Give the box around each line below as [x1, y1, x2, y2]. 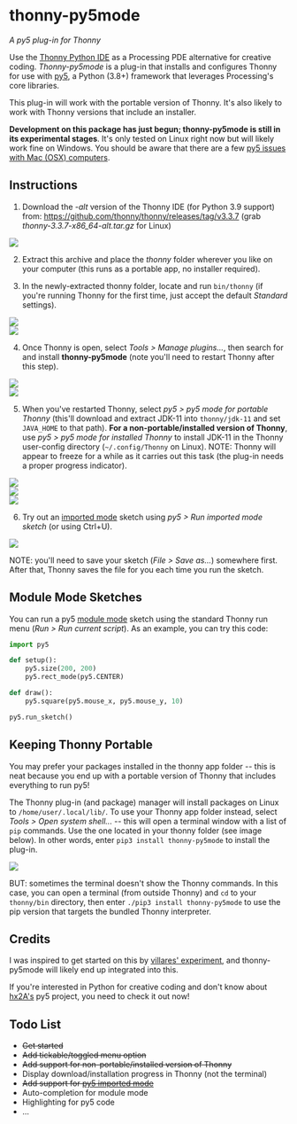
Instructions [9, 178, 78, 193]
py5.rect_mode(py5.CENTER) [25, 673, 125, 682]
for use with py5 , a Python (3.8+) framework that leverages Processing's [9, 70, 274, 81]
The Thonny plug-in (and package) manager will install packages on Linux [9, 797, 279, 808]
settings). [21, 299, 57, 310]
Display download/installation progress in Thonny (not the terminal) [21, 1069, 268, 1080]
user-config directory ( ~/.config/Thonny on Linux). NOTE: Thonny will [21, 441, 277, 452]
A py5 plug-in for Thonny [9, 35, 102, 45]
